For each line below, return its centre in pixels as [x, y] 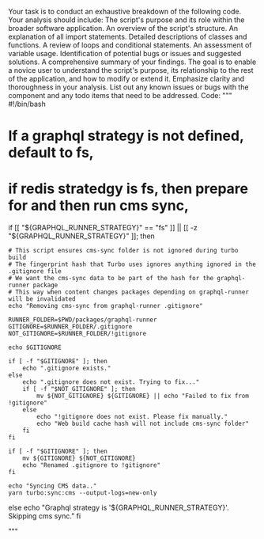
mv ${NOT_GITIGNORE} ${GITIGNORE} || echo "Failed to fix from [143, 396]
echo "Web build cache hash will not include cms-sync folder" [143, 424]
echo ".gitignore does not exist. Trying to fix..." [111, 382]
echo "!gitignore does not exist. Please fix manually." [132, 417]
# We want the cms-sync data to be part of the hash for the [111, 279]
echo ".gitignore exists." [67, 368]
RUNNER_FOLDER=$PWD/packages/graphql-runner [83, 320]
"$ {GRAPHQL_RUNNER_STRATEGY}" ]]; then [82, 236]
